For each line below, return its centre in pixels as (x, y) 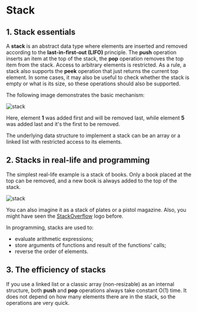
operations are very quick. (38, 303)
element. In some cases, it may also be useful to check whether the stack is (98, 77)
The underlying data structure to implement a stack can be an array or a (93, 135)
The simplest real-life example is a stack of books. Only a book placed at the (99, 174)
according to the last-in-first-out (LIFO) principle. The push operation (91, 52)
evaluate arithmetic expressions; (54, 238)
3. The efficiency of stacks (56, 270)
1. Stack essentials (41, 32)
